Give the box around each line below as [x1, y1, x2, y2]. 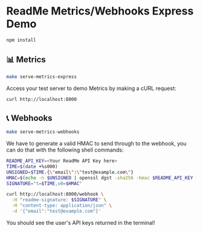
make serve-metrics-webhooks [6, 129, 80, 135]
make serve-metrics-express [6, 74, 77, 80]
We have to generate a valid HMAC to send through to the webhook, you [6, 140, 187, 147]
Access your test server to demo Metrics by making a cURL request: [6, 85, 176, 92]
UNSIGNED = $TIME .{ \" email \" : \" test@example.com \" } [6, 169, 134, 175]
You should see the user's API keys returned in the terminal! [6, 219, 155, 226]
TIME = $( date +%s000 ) [6, 163, 59, 170]
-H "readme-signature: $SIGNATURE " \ [11, 197, 107, 203]
